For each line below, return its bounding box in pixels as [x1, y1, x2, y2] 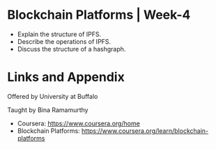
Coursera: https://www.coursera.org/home [17, 119, 141, 127]
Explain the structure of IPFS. [17, 30, 102, 38]
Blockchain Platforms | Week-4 [7, 7, 191, 23]
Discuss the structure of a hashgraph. [17, 45, 126, 53]
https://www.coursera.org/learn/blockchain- [81, 126, 209, 135]
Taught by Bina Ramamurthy [7, 105, 88, 114]
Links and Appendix [7, 70, 125, 85]
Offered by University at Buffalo [7, 92, 98, 100]
